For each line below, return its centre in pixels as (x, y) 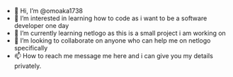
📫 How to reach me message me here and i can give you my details (114, 56)
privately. (28, 66)
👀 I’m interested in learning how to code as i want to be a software (110, 18)
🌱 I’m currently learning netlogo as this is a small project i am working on (120, 33)
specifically (31, 48)
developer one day (41, 26)
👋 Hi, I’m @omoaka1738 (49, 11)
